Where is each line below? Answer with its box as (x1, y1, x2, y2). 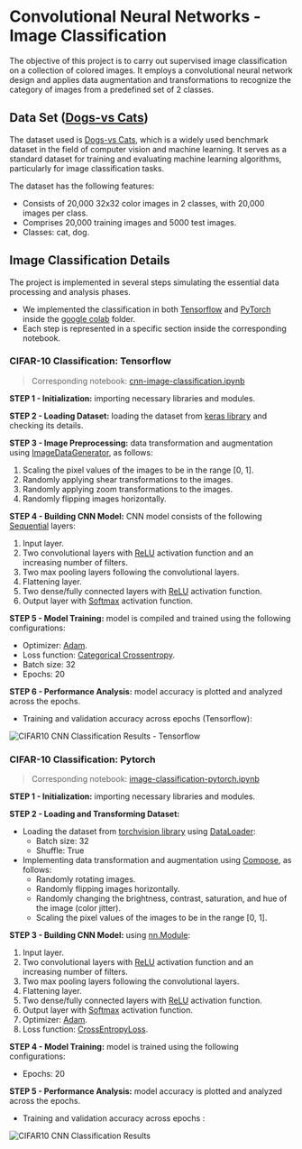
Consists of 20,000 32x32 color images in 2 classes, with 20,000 (22, 198, 265, 208)
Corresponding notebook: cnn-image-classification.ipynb (31, 375, 245, 386)
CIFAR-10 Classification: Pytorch (9, 753, 156, 766)
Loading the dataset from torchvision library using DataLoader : (22, 826, 256, 837)
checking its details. (9, 419, 84, 430)
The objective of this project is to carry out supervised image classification (9, 55, 288, 66)
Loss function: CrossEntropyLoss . (22, 1024, 149, 1034)
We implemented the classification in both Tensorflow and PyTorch (22, 304, 271, 315)
